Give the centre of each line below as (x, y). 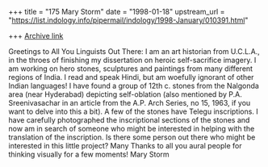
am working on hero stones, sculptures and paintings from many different (130, 69)
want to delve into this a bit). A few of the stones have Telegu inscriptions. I (133, 111)
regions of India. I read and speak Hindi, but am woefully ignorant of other (131, 77)
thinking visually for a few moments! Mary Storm (89, 154)
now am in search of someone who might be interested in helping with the (132, 129)
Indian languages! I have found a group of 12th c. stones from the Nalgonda (134, 86)
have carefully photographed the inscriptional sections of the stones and (129, 120)
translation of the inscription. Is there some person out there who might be (132, 137)
